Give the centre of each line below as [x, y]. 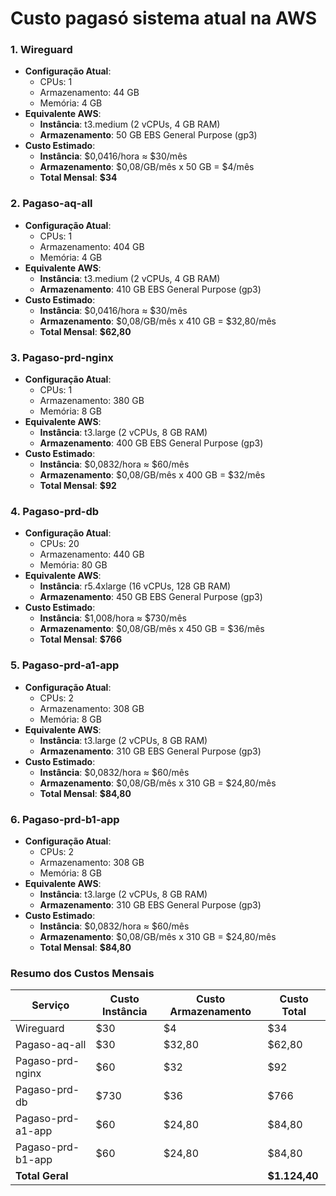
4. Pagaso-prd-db [55, 511]
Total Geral [42, 1176]
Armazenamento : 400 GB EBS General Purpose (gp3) [151, 443]
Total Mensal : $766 [80, 639]
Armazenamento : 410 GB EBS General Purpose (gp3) [150, 289]
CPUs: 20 [59, 544]
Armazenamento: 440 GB [92, 554]
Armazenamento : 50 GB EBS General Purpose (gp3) [148, 135]
